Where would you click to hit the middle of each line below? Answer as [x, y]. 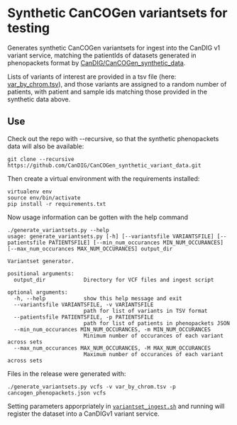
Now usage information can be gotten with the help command [98, 217]
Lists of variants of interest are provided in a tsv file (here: [92, 77]
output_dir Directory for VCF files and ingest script [114, 280]
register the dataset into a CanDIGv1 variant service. [83, 414]
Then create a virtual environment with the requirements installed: [104, 178]
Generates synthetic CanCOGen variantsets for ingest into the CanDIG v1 [114, 48]
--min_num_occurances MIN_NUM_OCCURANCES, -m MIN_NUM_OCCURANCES [112, 329]
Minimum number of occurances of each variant [153, 336]
